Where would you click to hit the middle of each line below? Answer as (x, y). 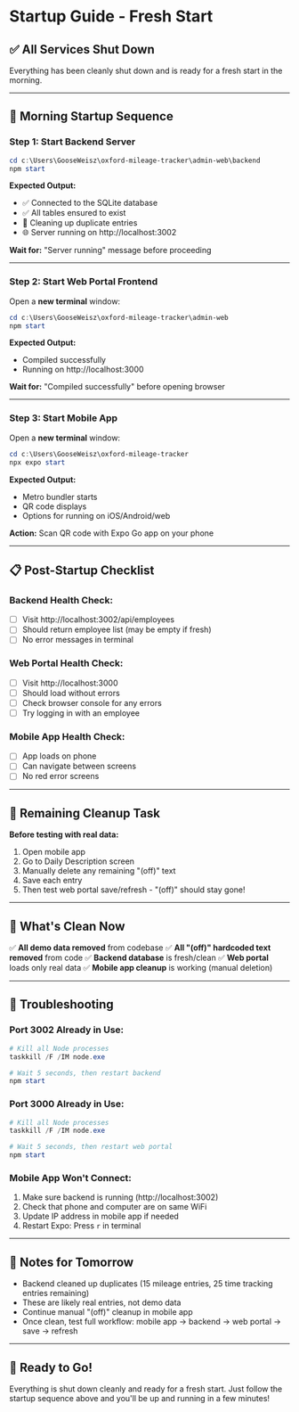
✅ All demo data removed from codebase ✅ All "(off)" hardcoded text (140, 948)
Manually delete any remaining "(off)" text (99, 871)
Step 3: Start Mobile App (64, 418)
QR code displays (54, 506)
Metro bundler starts (60, 497)
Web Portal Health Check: (66, 663)
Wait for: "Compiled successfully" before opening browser (117, 387)
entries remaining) (56, 1293)
